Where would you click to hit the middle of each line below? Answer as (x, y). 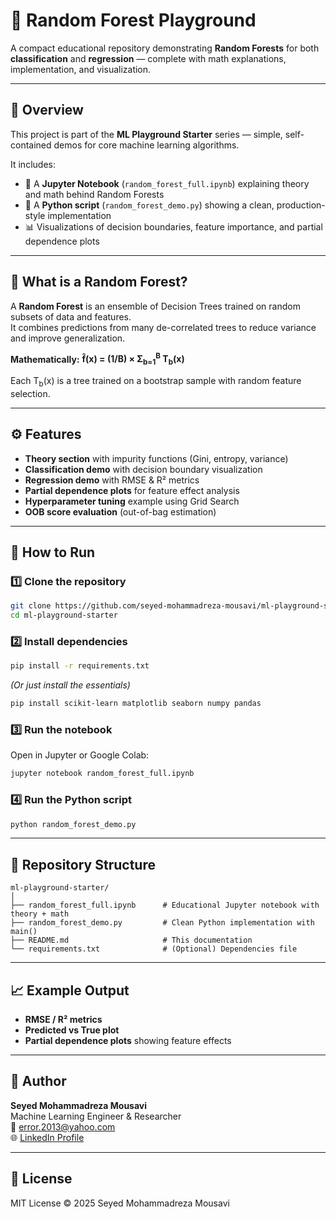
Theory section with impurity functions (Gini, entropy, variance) (156, 458)
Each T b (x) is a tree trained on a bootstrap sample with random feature (156, 382)
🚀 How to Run (53, 552)
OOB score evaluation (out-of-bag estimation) (120, 511)
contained (31, 145)
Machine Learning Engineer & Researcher (96, 1116)
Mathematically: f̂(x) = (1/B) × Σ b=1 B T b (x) (97, 359)
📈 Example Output (70, 990)
